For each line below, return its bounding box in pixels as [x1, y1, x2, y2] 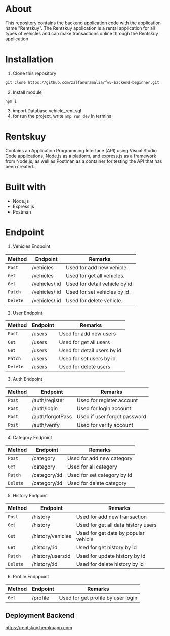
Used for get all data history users [76, 521, 157, 528]
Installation [5, 54, 54, 65]
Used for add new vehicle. [65, 264, 128, 271]
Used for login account [76, 405, 132, 412]
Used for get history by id [76, 544, 137, 551]
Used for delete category [67, 479, 127, 486]
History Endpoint [12, 492, 48, 498]
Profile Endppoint [12, 573, 49, 579]
